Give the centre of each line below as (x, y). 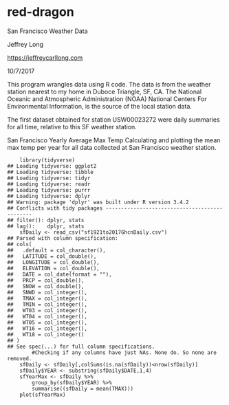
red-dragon (41, 12)
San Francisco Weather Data (47, 31)
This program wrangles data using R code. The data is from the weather (109, 84)
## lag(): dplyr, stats (46, 226)
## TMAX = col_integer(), (47, 298)
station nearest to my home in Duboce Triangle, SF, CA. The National (104, 91)
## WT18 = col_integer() (46, 334)
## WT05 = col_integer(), (47, 322)
